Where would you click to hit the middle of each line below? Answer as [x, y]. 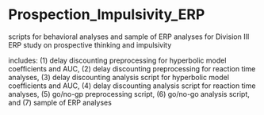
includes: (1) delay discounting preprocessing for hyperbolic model [117, 60]
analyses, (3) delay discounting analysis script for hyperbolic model [119, 77]
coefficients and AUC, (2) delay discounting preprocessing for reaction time [132, 68]
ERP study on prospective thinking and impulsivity [90, 44]
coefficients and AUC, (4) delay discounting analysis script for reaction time [132, 86]
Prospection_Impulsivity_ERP [107, 15]
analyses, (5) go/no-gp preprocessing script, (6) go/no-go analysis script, [129, 94]
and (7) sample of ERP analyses [60, 102]
